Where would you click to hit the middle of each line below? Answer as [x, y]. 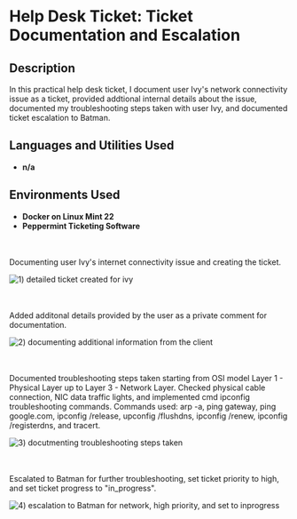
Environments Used [65, 195]
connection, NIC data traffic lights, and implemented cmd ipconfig [130, 396]
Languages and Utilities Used [92, 145]
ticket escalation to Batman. [60, 118]
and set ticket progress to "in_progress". [83, 488]
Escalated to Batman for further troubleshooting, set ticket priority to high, [144, 478]
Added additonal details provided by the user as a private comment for [138, 315]
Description [42, 68]
